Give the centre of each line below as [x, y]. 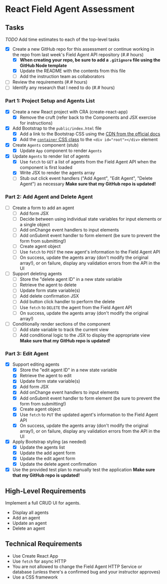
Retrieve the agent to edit [46, 376]
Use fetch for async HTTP [39, 561]
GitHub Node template [43, 66]
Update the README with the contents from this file [73, 71]
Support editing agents [36, 364]
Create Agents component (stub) [45, 145]
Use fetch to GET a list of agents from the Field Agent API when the [88, 162]
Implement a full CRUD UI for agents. [43, 502]
